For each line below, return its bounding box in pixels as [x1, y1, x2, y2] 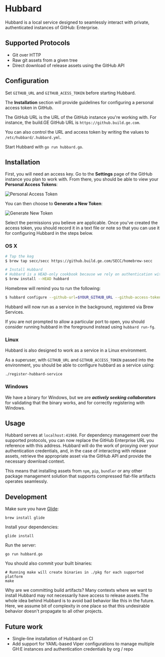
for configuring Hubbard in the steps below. [5, 230, 93, 236]
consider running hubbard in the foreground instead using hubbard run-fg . [5, 324, 156, 329]
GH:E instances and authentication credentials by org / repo [12, 646, 134, 652]
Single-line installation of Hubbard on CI [12, 635, 93, 641]
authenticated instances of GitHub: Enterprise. [5, 24, 99, 30]
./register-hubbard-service [5, 372, 63, 377]
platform [5, 574, 23, 580]
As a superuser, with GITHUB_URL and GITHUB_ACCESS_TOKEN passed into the [5, 357, 154, 363]
